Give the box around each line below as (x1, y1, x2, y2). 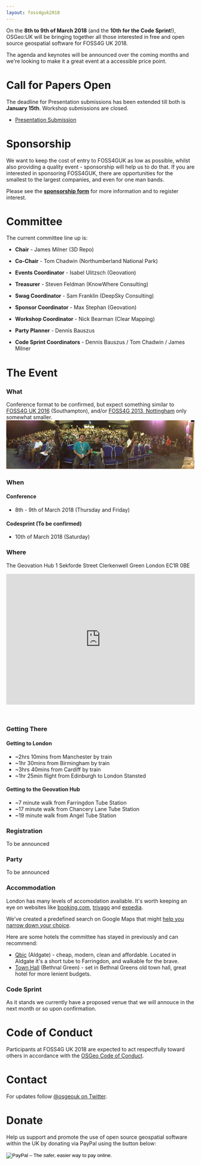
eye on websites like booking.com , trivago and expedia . (6, 903, 144, 911)
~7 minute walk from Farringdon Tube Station (14, 799, 127, 806)
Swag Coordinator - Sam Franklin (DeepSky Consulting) (14, 292, 154, 299)
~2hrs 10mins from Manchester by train (14, 753, 112, 760)
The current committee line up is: (6, 234, 88, 241)
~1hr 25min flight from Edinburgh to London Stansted (14, 772, 147, 779)
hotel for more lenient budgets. (14, 970, 92, 977)
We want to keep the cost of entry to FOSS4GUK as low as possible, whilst (6, 157, 190, 164)
